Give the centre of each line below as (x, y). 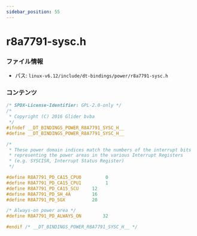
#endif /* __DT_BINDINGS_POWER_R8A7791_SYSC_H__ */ (72, 227)
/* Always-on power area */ (41, 211)
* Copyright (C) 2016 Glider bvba (52, 117)
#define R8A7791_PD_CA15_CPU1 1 (57, 183)
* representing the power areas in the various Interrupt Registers (96, 156)
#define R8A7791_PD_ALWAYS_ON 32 (57, 216)
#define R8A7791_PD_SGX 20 (52, 200)
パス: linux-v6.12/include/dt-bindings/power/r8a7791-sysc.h (92, 76)
